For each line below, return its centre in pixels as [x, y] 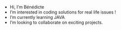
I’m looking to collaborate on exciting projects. [56, 22]
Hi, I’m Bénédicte [27, 7]
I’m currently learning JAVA [37, 17]
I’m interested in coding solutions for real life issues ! [63, 12]
